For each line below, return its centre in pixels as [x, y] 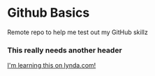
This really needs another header [65, 50]
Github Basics [49, 13]
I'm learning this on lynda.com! [52, 66]
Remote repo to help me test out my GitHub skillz [77, 32]
